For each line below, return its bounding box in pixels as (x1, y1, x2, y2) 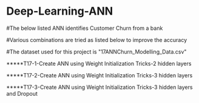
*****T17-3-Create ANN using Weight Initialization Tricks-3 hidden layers (6, 83, 193, 91)
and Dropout (6, 90, 38, 97)
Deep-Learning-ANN (6, 4, 113, 18)
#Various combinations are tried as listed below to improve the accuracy (6, 36, 187, 43)
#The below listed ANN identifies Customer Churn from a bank (6, 24, 163, 32)
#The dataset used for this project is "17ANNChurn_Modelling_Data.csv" (6, 48, 187, 55)
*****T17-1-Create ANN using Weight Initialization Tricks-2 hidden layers (6, 60, 192, 67)
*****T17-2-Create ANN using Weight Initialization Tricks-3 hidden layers (6, 71, 193, 79)
